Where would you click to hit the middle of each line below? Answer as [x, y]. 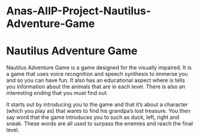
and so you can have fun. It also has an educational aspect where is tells [96, 80]
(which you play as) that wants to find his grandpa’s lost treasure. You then [98, 111]
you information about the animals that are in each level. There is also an [96, 87]
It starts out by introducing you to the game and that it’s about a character [97, 105]
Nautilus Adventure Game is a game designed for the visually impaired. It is [99, 68]
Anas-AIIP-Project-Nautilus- [79, 11]
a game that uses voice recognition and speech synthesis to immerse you [97, 74]
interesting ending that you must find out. [57, 93]
